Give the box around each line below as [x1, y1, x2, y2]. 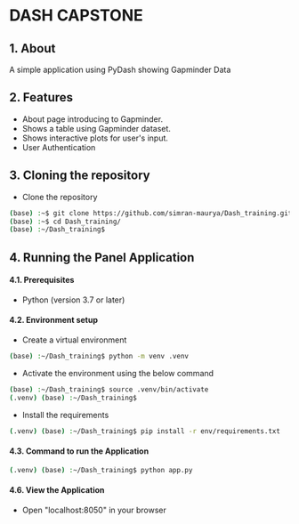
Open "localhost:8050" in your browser [21, 504, 167, 515]
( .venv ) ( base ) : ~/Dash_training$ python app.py [9, 465, 193, 474]
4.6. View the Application [9, 485, 105, 496]
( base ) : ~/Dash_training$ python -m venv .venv [9, 352, 190, 361]
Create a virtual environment [21, 335, 127, 345]
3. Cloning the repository [9, 168, 150, 183]
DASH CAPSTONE [9, 5, 144, 26]
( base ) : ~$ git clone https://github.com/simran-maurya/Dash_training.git [9, 208, 293, 218]
